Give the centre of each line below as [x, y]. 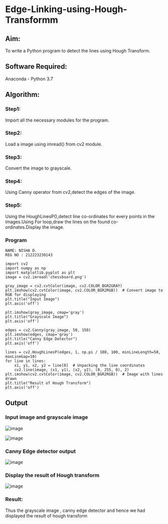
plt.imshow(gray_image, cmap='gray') [45, 312]
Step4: [14, 181]
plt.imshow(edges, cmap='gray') [39, 334]
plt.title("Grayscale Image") [37, 317]
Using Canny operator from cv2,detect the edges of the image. [70, 192]
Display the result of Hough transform [52, 475]
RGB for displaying [26, 295]
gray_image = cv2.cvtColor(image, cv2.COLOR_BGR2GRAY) [64, 286]
